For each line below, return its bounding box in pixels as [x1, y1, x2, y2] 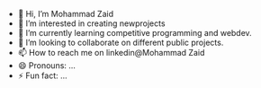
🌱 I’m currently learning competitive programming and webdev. [17, 28, 252, 38]
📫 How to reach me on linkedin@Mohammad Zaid [17, 48, 205, 57]
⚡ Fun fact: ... [17, 70, 67, 81]
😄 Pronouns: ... [17, 60, 76, 71]
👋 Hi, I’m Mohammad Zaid [17, 9, 114, 19]
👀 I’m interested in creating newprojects [17, 18, 166, 29]
